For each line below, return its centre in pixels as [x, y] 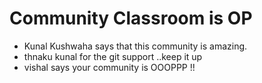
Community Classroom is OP [131, 18]
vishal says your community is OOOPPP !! [109, 67]
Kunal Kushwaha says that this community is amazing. [135, 46]
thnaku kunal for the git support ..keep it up [113, 56]
